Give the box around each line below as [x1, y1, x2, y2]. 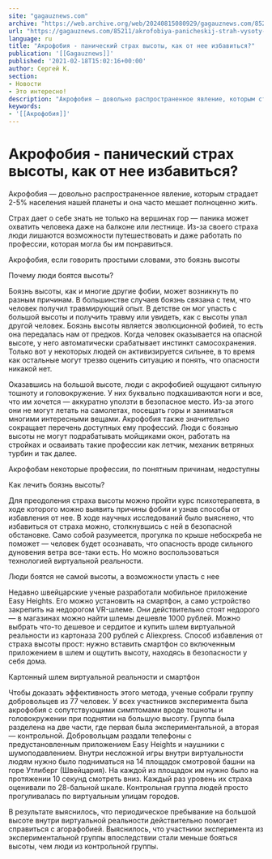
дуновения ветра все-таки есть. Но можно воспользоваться [8, 547, 219, 556]
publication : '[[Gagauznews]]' [8, 49, 114, 58]
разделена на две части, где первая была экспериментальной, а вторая [8, 722, 259, 732]
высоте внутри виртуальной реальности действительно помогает [8, 815, 237, 825]
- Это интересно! [8, 87, 67, 96]
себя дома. [8, 656, 47, 666]
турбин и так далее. [8, 448, 77, 458]
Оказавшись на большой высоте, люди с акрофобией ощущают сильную [8, 379, 261, 389]
